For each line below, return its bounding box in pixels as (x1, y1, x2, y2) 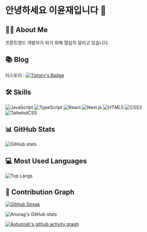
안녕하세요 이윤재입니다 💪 (5, 5, 107, 16)
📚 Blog (5, 55, 29, 64)
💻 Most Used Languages (5, 157, 87, 165)
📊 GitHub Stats (5, 125, 55, 134)
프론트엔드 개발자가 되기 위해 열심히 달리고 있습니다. (5, 39, 109, 46)
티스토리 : (5, 72, 25, 78)
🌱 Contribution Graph (5, 187, 75, 196)
